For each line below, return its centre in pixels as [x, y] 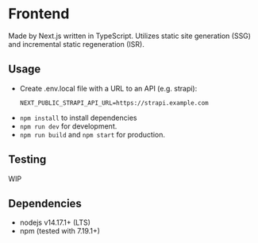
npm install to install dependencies [78, 118]
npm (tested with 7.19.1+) [60, 231]
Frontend [39, 14]
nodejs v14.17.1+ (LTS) [55, 222]
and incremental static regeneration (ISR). [76, 44]
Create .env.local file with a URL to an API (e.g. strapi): [108, 88]
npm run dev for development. [68, 126]
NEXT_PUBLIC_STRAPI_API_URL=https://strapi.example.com [114, 103]
